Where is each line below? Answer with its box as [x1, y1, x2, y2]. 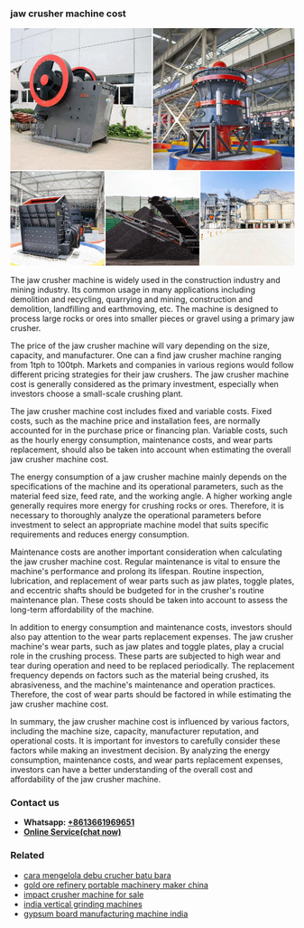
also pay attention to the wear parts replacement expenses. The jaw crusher [10, 631, 294, 642]
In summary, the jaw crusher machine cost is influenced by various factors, [10, 715, 290, 726]
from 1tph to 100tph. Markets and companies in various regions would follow [10, 359, 294, 370]
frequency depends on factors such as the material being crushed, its [10, 669, 270, 680]
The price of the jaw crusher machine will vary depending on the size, [10, 340, 270, 351]
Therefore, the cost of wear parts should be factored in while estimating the [10, 688, 292, 699]
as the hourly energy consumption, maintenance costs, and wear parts [10, 434, 273, 445]
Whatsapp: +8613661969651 [23, 817, 134, 828]
